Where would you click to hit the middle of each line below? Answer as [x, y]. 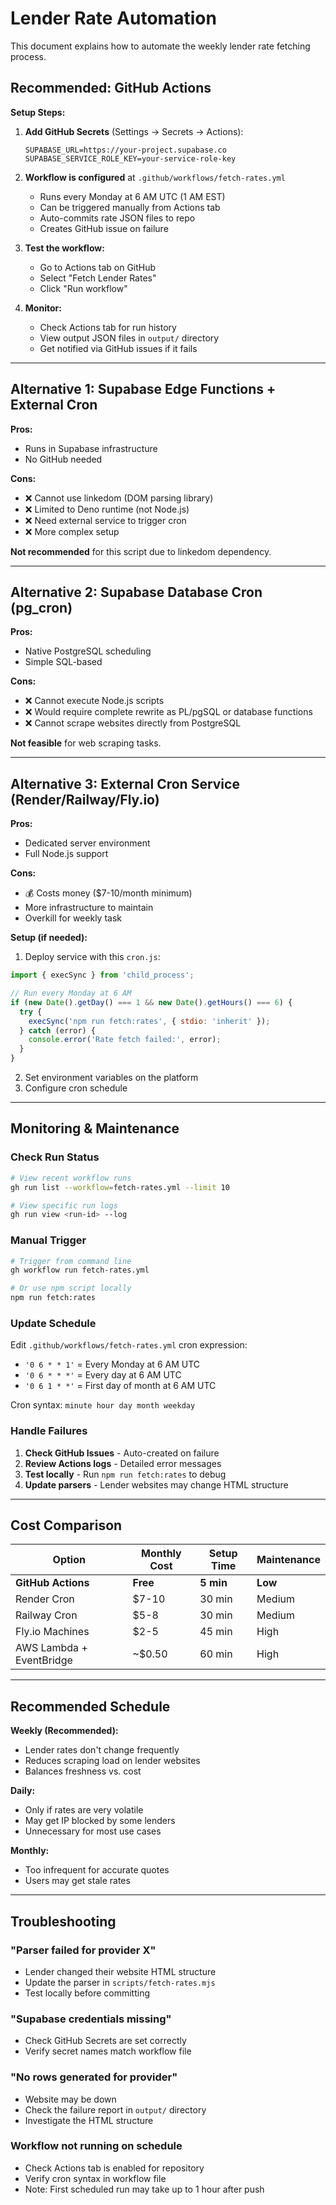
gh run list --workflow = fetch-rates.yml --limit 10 [120, 1187]
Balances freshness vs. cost [83, 1771]
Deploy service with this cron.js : [92, 957]
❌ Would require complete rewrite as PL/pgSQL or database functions [168, 712]
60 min [216, 1654]
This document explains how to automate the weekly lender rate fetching [160, 46]
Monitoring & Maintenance [95, 1128]
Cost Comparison [66, 1525]
